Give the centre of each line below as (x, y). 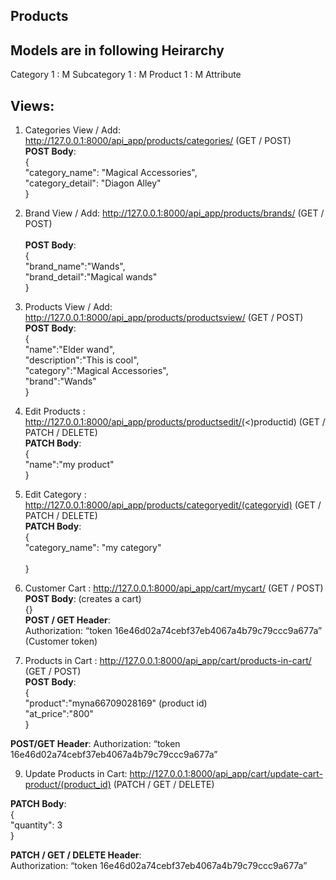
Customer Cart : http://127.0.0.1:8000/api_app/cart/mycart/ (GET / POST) (174, 588)
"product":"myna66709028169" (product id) (116, 703)
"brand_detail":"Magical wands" (91, 277)
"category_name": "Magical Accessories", (111, 173)
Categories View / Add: (72, 130)
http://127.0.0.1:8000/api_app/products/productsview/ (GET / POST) (164, 318)
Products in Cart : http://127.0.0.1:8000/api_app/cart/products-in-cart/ (168, 661)
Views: (32, 105)
